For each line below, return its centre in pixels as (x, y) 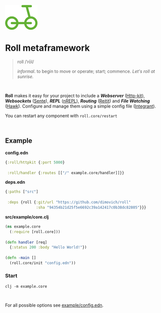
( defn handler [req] (26, 242)
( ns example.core (23, 227)
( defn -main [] (21, 258)
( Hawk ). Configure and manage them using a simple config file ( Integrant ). (80, 106)
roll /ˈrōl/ (26, 62)
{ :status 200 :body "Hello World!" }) (48, 247)
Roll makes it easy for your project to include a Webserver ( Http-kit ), (75, 95)
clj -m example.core (26, 287)
